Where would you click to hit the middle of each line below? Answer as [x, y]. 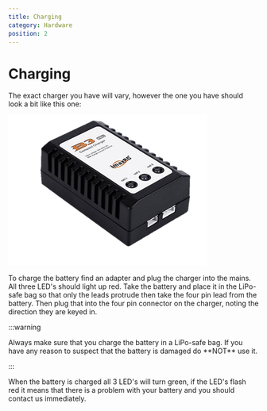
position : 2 [28, 33]
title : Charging [35, 17]
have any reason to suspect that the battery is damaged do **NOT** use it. [133, 351]
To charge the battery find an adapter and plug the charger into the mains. [130, 278]
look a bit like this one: [45, 104]
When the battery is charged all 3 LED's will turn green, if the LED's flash [127, 382]
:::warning [25, 327]
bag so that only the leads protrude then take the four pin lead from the [141, 295]
